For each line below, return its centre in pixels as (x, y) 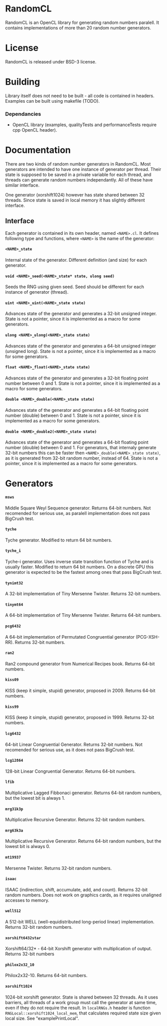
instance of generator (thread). (37, 292)
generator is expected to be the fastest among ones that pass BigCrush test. (83, 572)
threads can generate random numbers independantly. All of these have (79, 180)
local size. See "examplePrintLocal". (42, 1018)
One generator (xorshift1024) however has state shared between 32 (75, 195)
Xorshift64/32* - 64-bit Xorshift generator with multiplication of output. (79, 949)
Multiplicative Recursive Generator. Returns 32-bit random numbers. (75, 820)
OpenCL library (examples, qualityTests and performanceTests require (84, 125)
